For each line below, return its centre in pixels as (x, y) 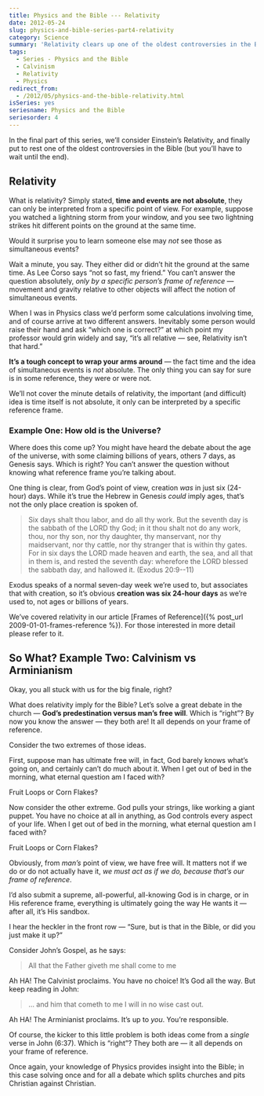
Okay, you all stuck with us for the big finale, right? (90, 689)
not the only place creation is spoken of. (74, 504)
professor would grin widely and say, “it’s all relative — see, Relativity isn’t (128, 338)
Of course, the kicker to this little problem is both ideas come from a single (129, 1035)
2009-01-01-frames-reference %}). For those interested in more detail (122, 625)
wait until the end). (39, 156)
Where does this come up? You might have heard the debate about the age (130, 447)
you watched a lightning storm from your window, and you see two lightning (131, 217)
